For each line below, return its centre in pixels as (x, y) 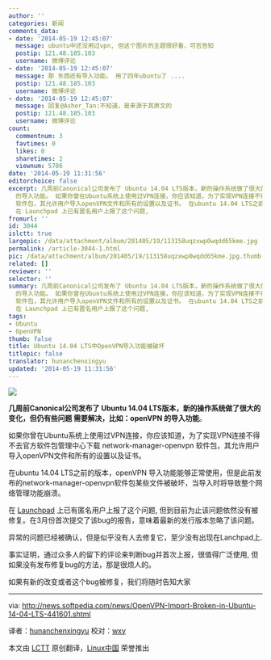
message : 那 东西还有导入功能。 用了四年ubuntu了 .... (100, 76)
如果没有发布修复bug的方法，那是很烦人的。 (82, 564)
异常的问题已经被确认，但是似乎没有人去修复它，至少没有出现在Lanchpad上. (135, 537)
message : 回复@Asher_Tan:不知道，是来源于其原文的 (94, 106)
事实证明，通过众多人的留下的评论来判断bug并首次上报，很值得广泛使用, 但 (133, 554)
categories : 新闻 (36, 23)
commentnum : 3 (39, 136)
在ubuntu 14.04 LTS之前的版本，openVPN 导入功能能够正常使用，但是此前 (132, 473)
